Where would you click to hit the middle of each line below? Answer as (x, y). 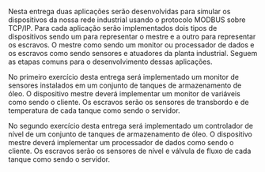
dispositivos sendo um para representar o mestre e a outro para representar (132, 36)
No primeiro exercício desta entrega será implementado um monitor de (124, 77)
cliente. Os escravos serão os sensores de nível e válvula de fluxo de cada (130, 151)
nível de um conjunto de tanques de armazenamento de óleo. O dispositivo (131, 134)
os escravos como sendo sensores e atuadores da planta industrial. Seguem (133, 53)
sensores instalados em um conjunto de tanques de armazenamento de (125, 85)
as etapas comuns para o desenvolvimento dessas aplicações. (110, 62)
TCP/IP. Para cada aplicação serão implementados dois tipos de (113, 28)
